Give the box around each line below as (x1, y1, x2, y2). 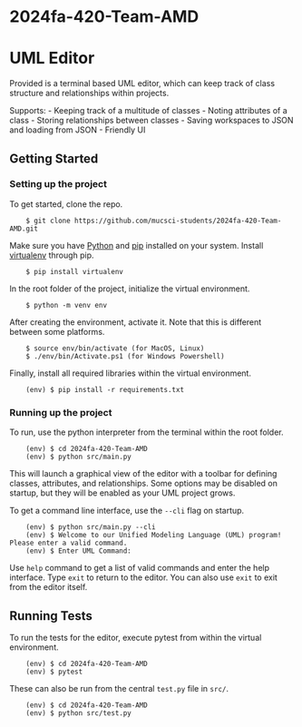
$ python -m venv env (25, 300, 107, 309)
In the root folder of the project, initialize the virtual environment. (9, 283, 250, 294)
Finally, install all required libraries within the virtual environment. (9, 368, 252, 378)
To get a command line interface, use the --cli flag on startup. (9, 506, 245, 516)
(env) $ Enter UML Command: (25, 546, 132, 555)
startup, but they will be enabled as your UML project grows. (9, 487, 236, 498)
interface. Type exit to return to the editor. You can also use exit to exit (9, 572, 278, 583)
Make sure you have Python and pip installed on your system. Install (9, 240, 264, 251)
